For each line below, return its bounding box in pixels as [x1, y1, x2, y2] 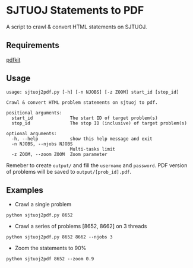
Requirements [6, 40, 59, 50]
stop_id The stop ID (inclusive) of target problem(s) [11, 120, 187, 126]
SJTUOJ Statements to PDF [6, 4, 144, 17]
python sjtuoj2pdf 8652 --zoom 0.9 [6, 256, 94, 262]
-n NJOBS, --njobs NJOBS [11, 141, 73, 147]
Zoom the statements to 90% [14, 244, 87, 252]
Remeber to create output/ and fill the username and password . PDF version [6, 161, 188, 169]
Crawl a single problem [14, 201, 72, 208]
